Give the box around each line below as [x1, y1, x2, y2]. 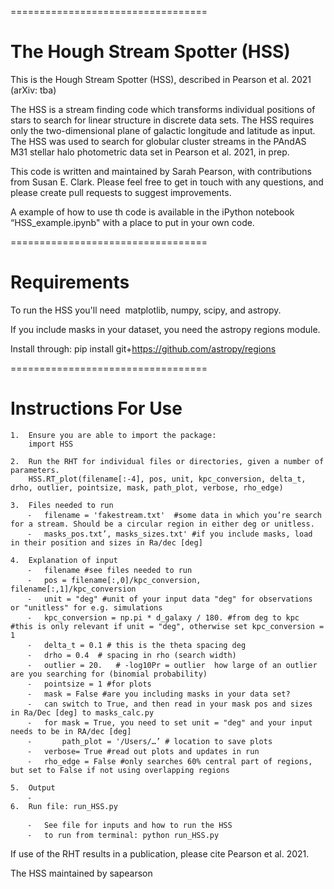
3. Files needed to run [10, 500, 114, 510]
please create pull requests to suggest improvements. [10, 186, 232, 198]
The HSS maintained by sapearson [10, 867, 153, 879]
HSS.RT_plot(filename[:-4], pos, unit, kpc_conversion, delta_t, [28, 474, 307, 484]
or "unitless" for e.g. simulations [10, 602, 163, 613]
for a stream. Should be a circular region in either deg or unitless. [10, 519, 315, 529]
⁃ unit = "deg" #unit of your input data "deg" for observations [28, 594, 313, 604]
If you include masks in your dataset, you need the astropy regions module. [10, 323, 321, 335]
